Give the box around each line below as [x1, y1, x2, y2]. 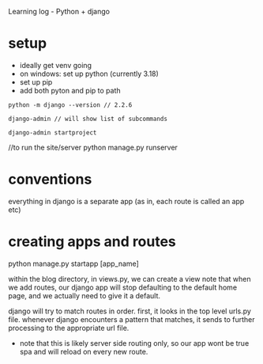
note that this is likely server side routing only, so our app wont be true [19, 338, 250, 347]
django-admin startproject [8, 128, 97, 137]
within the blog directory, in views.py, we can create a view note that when [8, 274, 251, 283]
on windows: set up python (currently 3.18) [19, 69, 160, 78]
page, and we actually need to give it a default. [8, 290, 160, 300]
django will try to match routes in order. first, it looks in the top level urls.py [8, 306, 251, 316]
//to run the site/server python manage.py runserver [8, 142, 178, 152]
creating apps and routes [8, 233, 176, 251]
